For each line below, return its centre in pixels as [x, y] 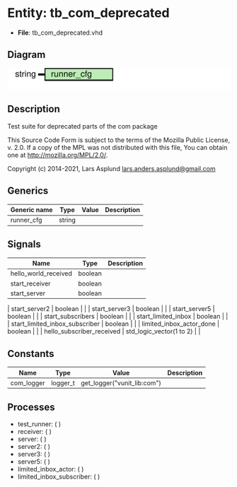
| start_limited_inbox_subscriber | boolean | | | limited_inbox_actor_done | [114, 324]
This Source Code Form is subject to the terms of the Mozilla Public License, [119, 140]
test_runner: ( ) [39, 424]
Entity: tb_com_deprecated [88, 13]
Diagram [27, 55]
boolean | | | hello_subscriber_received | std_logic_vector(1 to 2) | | [104, 331]
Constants [31, 354]
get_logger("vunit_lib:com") [121, 382]
